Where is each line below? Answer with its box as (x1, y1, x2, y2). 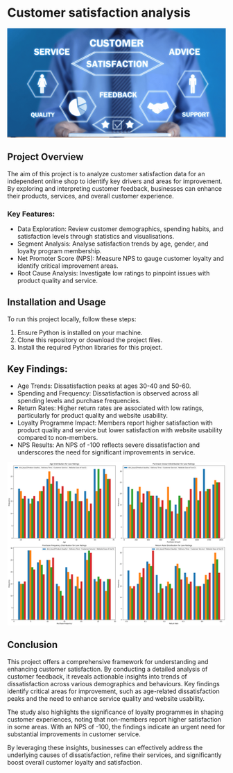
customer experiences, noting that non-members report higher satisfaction (7, 715, 222, 723)
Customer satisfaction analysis (7, 5, 191, 21)
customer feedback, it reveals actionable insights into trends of (7, 672, 187, 681)
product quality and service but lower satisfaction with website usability (17, 425, 223, 434)
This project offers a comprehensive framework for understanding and (7, 657, 209, 665)
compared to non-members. (17, 433, 98, 441)
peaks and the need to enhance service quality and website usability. (7, 694, 205, 702)
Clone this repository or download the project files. (17, 335, 163, 344)
